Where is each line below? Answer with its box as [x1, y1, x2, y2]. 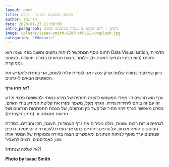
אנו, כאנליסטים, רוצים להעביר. [5, 136, 63, 142]
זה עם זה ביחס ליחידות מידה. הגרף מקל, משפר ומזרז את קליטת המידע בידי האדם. [5, 100, 160, 106]
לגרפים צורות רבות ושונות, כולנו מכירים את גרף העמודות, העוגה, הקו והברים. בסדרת [5, 120, 164, 126]
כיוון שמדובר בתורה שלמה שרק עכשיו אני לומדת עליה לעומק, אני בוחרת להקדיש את [5, 69, 162, 75]
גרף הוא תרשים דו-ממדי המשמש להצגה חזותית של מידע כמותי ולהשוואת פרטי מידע [5, 94, 163, 101]
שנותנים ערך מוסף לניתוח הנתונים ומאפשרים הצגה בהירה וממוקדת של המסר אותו [5, 131, 160, 137]
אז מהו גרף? [5, 85, 30, 91]
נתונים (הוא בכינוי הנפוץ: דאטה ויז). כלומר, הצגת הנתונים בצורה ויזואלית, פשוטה [5, 54, 155, 60]
